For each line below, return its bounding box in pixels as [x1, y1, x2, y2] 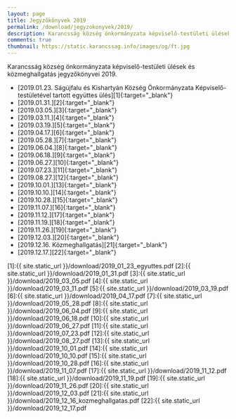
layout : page [7, 10, 46, 18]
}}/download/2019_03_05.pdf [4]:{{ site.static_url [7, 277, 148, 285]
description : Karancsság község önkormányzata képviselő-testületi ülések [7, 30, 231, 37]
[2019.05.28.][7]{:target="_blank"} [17, 136, 117, 144]
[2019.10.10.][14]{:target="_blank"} [17, 188, 117, 196]
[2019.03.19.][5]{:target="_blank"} [17, 121, 116, 129]
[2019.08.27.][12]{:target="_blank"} [17, 173, 119, 182]
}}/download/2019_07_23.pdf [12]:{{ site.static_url [7, 329, 150, 337]
